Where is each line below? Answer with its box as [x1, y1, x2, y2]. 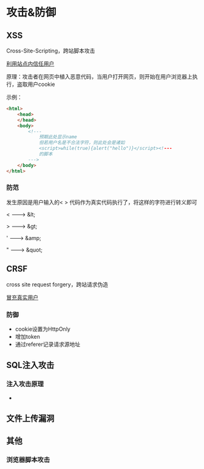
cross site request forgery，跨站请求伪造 [6, 281, 108, 288]
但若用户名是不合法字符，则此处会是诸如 [38, 139, 125, 146]
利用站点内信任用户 [6, 60, 55, 67]
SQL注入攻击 [6, 360, 55, 370]
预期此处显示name [38, 134, 77, 140]
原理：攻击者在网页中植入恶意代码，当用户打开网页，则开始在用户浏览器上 [6, 73, 192, 80]
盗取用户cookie [16, 80, 56, 88]
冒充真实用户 [6, 294, 38, 301]
